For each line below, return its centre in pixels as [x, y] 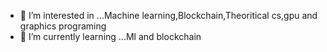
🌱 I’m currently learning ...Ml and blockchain [110, 36]
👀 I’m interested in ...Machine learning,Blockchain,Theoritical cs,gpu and [168, 15]
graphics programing [63, 26]
